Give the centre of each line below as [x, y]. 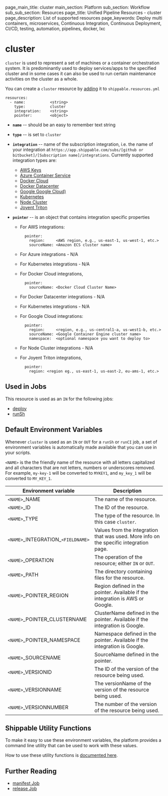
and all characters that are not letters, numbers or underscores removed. [80, 468]
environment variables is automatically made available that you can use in [81, 447]
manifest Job [26, 783]
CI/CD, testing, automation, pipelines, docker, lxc [55, 29]
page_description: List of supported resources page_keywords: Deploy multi [84, 18]
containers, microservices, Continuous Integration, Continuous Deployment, [83, 23]
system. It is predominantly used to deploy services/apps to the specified [81, 68]
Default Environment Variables [54, 430]
